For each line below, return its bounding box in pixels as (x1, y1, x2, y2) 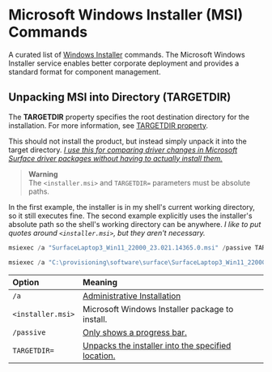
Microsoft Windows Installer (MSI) (8, 6, 244, 24)
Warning (28, 169, 58, 179)
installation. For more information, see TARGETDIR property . (8, 120, 209, 130)
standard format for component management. (8, 66, 161, 76)
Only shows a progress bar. (82, 327, 188, 338)
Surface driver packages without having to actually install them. (8, 153, 223, 163)
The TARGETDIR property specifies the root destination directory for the (8, 112, 249, 122)
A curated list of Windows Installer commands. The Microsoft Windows (8, 49, 245, 59)
